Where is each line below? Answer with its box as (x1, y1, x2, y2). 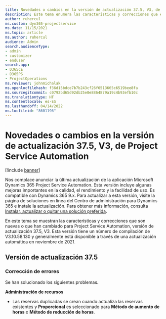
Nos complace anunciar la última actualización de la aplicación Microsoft (5, 177, 154, 182)
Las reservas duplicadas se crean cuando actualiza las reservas (12, 298, 143, 304)
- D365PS (5, 72, 23, 77)
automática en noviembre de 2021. (5, 238, 76, 245)
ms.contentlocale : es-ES (5, 99, 56, 104)
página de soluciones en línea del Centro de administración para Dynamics (5, 197, 158, 203)
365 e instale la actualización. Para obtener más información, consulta (5, 203, 148, 209)
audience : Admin (5, 40, 39, 45)
